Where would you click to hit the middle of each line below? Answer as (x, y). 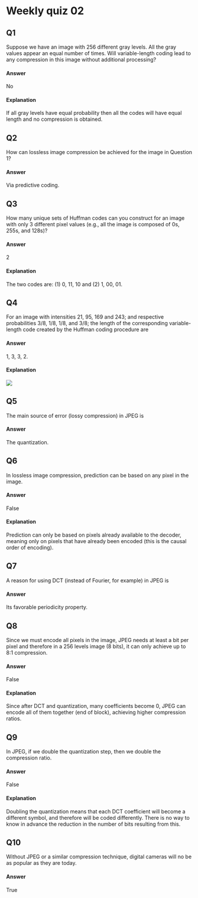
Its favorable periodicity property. (47, 607)
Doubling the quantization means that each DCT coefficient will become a (96, 811)
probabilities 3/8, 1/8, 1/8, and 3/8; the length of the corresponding (87, 323)
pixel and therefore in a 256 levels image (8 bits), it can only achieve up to (96, 646)
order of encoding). (30, 548)
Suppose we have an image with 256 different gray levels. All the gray (91, 47)
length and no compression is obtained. (54, 119)
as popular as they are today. (41, 863)
